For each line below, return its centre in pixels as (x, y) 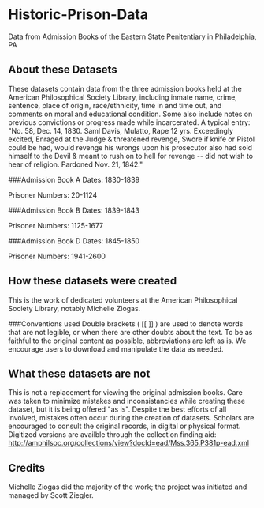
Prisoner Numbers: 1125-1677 (56, 225)
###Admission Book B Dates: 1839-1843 (74, 210)
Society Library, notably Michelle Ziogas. (74, 308)
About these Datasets (63, 70)
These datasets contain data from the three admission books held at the (125, 88)
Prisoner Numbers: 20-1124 (53, 194)
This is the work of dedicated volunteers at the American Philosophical (123, 300)
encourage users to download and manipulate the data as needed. (116, 348)
